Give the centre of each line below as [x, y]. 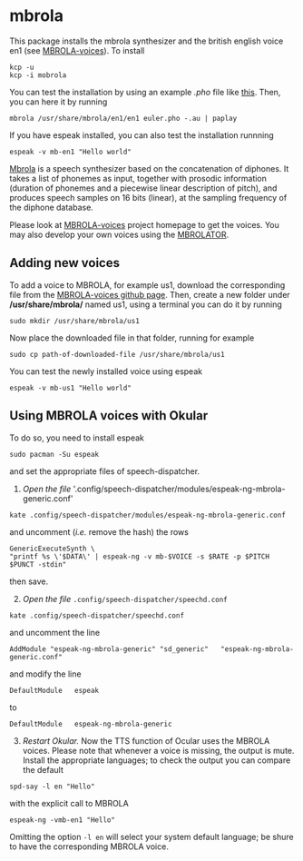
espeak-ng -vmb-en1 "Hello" [63, 820]
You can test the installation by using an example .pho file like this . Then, [145, 92]
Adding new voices [65, 263]
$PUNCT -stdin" [38, 564]
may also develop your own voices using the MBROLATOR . [119, 234]
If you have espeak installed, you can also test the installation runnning [142, 135]
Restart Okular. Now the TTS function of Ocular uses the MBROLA [146, 740]
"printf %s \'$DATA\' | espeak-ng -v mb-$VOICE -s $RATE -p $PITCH [140, 556]
